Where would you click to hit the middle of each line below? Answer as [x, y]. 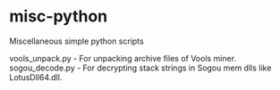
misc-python [59, 16]
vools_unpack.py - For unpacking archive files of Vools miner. [123, 58]
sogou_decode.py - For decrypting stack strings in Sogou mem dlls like [140, 68]
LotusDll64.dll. [36, 77]
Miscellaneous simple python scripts [77, 41]
